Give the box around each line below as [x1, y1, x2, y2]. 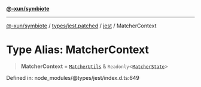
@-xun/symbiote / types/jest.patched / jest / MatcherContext [6, 22, 157, 29]
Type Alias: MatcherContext [6, 43, 150, 57]
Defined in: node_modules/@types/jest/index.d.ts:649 [6, 74, 139, 81]
